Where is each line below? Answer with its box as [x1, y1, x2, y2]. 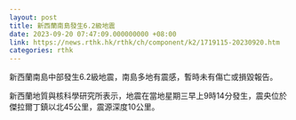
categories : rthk [9, 46, 74, 55]
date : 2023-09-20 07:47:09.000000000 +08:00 [9, 29, 177, 38]
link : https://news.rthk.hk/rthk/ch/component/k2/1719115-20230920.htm [9, 37, 280, 47]
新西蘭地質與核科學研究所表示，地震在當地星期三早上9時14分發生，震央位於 [9, 91, 287, 101]
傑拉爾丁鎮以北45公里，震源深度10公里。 [9, 101, 160, 112]
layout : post [9, 12, 58, 22]
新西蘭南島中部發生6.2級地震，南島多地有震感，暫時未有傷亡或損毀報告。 [9, 72, 278, 83]
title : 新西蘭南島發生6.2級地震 [9, 21, 116, 30]
